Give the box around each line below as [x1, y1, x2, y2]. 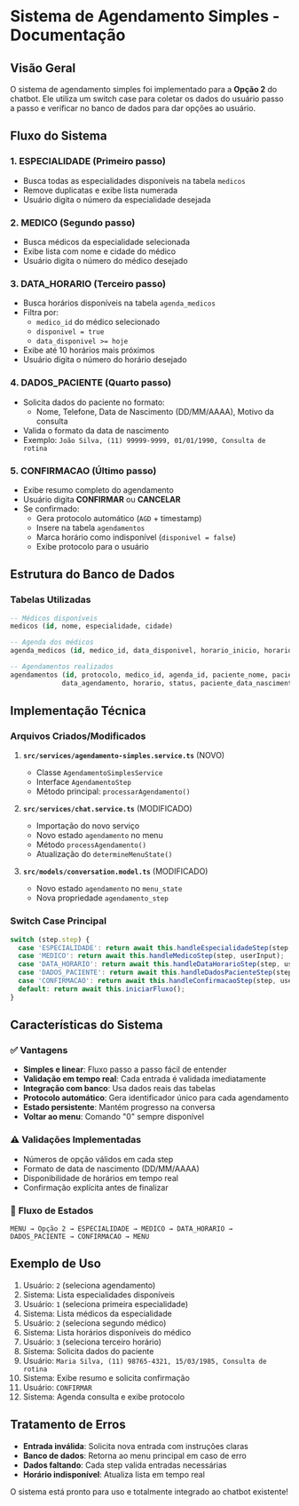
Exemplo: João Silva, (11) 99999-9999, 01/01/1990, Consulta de [22, 434, 266, 445]
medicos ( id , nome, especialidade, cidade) [10, 622, 174, 631]
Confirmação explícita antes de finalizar [22, 1182, 169, 1193]
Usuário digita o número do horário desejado [22, 354, 187, 365]
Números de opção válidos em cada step [22, 1153, 174, 1164]
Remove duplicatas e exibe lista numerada [22, 185, 178, 195]
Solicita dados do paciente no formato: [22, 397, 165, 408]
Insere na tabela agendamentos [35, 522, 146, 533]
